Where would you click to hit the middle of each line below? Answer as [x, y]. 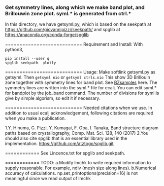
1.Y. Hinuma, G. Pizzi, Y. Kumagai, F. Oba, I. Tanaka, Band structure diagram [82, 128]
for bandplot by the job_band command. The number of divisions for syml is [82, 93]
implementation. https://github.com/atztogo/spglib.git [60, 144]
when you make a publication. [35, 118]
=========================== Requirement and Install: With [74, 44]
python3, [14, 50]
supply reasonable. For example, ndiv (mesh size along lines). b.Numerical [81, 168]
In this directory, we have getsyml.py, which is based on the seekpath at [78, 24]
